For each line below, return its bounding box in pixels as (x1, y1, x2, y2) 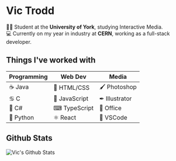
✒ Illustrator (99, 94, 132, 103)
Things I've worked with (6, 55, 96, 65)
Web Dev (60, 72, 87, 80)
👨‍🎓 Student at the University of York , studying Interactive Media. (6, 23, 163, 30)
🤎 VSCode (99, 113, 127, 121)
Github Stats (6, 133, 53, 143)
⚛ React (53, 113, 77, 121)
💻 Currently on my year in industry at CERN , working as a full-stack (6, 30, 170, 37)
